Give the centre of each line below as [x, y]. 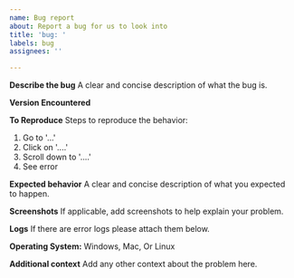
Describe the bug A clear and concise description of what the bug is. [138, 85]
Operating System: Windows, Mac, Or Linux [92, 246]
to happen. [29, 194]
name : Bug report [42, 18]
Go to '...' [39, 138]
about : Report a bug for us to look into [89, 26]
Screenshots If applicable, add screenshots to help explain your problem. [147, 211]
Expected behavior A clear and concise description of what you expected [147, 184]
